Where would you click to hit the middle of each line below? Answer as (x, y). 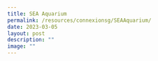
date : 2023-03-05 (33, 27)
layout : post (26, 33)
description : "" (31, 40)
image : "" (22, 46)
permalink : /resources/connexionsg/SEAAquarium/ (79, 20)
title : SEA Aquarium (37, 14)
